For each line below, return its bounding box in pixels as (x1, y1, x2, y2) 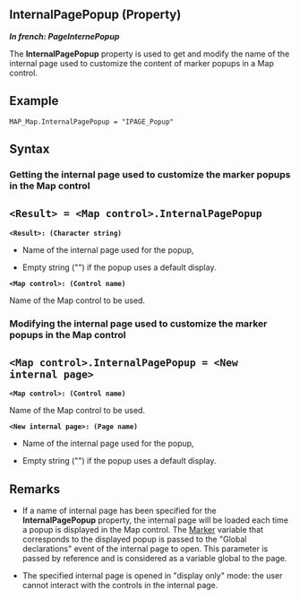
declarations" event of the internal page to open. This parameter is (21, 543, 269, 554)
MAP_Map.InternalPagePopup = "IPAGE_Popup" (9, 117, 175, 126)
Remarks (9, 482, 61, 497)
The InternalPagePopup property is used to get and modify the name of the (9, 48, 290, 59)
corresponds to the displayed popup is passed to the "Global (21, 534, 247, 545)
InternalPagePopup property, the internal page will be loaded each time (21, 515, 289, 525)
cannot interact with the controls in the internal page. (21, 580, 219, 591)
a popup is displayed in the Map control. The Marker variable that (21, 525, 264, 535)
